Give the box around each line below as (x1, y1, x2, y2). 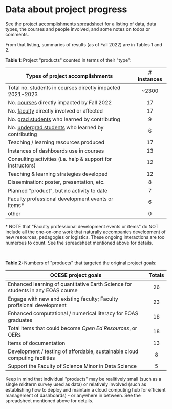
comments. (5, 31, 29, 38)
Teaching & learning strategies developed (8, 170, 108, 177)
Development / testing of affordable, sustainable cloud (8, 348, 139, 355)
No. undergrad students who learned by (8, 124, 104, 131)
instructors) (8, 162, 36, 169)
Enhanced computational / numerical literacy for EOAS (8, 310, 139, 317)
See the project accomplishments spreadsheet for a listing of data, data (5, 21, 157, 27)
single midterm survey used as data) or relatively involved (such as (5, 381, 147, 387)
